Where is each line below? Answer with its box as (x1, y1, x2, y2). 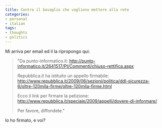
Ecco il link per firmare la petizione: (17, 92, 89, 99)
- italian (5, 21, 26, 26)
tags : (5, 26, 16, 31)
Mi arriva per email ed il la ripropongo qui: (5, 48, 90, 54)
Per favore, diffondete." (17, 107, 65, 114)
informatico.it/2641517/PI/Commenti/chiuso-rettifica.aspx (17, 63, 134, 69)
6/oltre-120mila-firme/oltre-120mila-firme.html (17, 83, 112, 89)
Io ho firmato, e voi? (5, 117, 46, 123)
